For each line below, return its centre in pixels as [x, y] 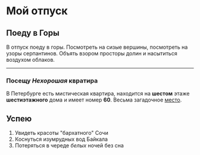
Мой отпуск [37, 11]
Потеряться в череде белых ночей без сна [69, 145]
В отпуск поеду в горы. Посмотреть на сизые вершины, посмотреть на [97, 47]
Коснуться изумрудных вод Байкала [61, 139]
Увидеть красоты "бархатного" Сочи [61, 133]
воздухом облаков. [31, 60]
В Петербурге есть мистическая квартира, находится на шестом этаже [98, 94]
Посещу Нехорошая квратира [52, 80]
